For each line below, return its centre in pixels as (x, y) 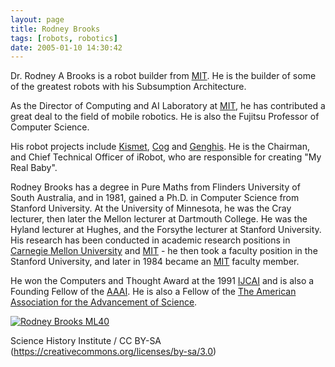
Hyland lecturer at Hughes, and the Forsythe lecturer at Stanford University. (166, 230)
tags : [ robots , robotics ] (64, 38)
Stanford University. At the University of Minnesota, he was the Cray (151, 208)
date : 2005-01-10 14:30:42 (66, 47)
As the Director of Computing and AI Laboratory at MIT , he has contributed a (168, 106)
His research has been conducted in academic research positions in (150, 240)
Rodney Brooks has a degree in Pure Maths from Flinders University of (155, 187)
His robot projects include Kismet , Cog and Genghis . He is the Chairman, (160, 147)
